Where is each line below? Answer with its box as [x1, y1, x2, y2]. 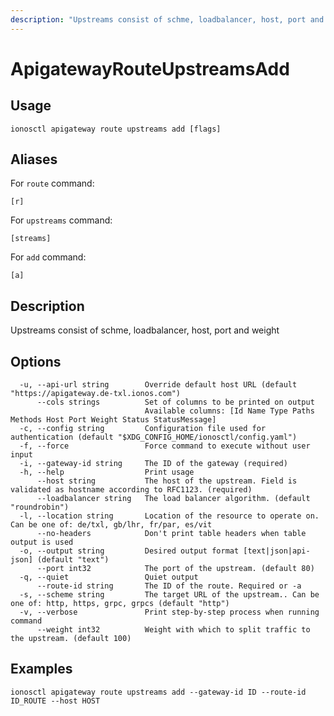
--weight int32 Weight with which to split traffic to [36, 625, 311, 635]
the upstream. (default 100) [10, 634, 132, 644]
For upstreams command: [10, 214, 113, 226]
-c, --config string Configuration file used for [19, 424, 267, 434]
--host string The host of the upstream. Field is [36, 476, 298, 486]
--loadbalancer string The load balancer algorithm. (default [36, 494, 311, 504]
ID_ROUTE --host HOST [10, 696, 101, 706]
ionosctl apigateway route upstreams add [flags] [10, 124, 222, 134]
